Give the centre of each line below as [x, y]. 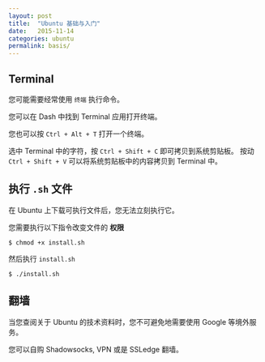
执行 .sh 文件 [41, 189]
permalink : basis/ [39, 46]
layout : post [30, 16]
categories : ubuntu [41, 38]
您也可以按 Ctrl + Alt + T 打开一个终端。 [79, 134]
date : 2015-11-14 [41, 31]
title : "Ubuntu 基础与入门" [55, 23]
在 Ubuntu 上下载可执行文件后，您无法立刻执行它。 [94, 210]
